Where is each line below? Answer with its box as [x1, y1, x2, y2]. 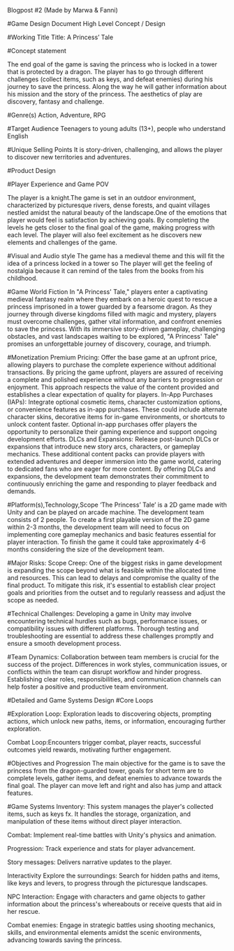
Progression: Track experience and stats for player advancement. [7, 845, 196, 852]
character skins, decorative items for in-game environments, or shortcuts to [7, 413, 226, 421]
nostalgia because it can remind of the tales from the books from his [7, 267, 204, 275]
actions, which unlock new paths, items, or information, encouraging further [7, 717, 226, 725]
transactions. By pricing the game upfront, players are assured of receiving [7, 368, 224, 376]
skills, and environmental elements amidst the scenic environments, [7, 929, 203, 936]
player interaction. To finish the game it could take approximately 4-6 [7, 538, 206, 546]
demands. [7, 487, 36, 495]
